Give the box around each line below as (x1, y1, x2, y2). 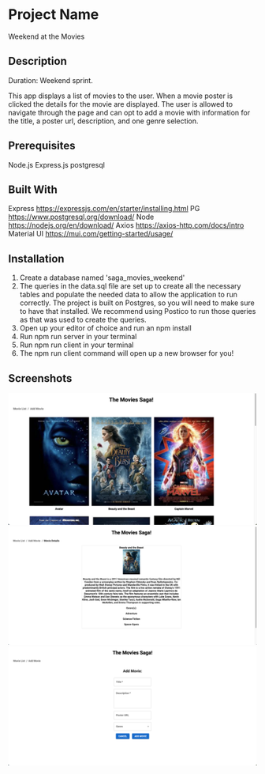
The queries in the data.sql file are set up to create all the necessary (19, 281, 241, 291)
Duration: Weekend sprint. (8, 75, 93, 85)
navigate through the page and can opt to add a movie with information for (8, 108, 251, 117)
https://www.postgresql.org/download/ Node (8, 212, 155, 222)
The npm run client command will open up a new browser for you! (19, 349, 234, 358)
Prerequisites (8, 139, 76, 153)
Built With (8, 183, 58, 196)
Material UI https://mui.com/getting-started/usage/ (8, 229, 174, 239)
